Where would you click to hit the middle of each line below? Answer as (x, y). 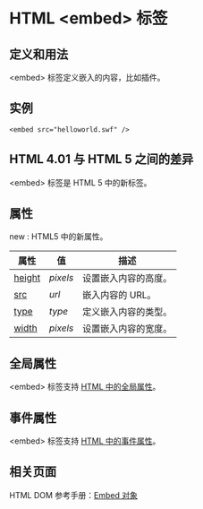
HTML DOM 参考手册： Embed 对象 (74, 495)
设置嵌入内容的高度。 (127, 279)
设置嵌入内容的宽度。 (127, 329)
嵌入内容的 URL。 (119, 295)
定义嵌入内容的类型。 (127, 312)
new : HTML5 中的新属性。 (59, 237)
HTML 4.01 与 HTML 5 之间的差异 (101, 159)
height (27, 278)
